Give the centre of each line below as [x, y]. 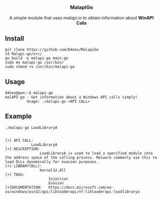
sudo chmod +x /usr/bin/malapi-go [40, 67]
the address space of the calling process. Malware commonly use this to [81, 158]
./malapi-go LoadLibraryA [31, 128]
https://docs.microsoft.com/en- [81, 187]
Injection [58, 179]
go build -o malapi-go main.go [37, 58]
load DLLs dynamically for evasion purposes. [52, 162]
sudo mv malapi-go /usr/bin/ [34, 62]
